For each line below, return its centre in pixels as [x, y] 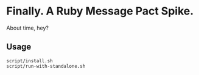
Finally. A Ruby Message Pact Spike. [100, 11]
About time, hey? [27, 28]
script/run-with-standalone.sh [46, 66]
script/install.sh [30, 61]
